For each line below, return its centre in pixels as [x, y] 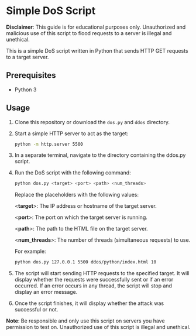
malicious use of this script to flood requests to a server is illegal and [89, 33]
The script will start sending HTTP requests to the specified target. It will [102, 273]
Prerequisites [31, 75]
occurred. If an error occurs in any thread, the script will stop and [93, 286]
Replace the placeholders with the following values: [77, 195]
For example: [30, 251]
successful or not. [36, 310]
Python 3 [25, 90]
